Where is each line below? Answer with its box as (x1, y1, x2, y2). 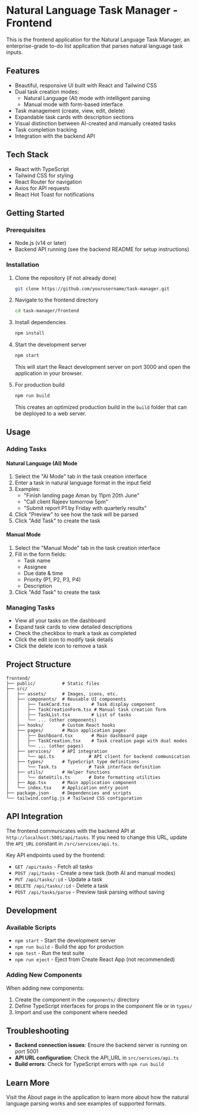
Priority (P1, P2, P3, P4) (23, 576, 81, 583)
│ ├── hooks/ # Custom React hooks (6, 722, 116, 728)
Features (6, 66, 40, 76)
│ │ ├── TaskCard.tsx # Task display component (6, 701, 156, 707)
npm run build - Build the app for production (14, 943, 124, 950)
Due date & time (23, 570, 64, 577)
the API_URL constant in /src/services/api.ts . (6, 840, 120, 847)
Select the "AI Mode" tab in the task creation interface (14, 473, 147, 480)
